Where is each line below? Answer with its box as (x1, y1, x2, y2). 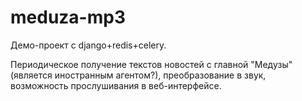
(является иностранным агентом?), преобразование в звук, (10, 69, 267, 81)
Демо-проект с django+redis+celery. (10, 39, 167, 51)
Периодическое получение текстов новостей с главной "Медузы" (10, 58, 293, 70)
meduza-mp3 (10, 6, 126, 29)
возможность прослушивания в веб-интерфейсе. (10, 79, 222, 91)
